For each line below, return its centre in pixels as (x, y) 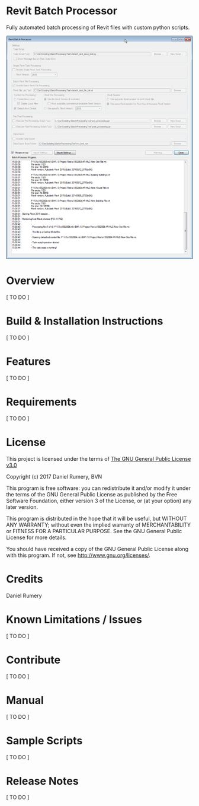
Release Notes (42, 781)
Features (28, 361)
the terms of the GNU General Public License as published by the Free (92, 494)
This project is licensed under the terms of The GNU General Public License (99, 458)
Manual (25, 700)
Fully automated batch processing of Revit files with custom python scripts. (98, 27)
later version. (22, 507)
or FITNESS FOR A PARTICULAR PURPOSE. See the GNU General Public (94, 531)
